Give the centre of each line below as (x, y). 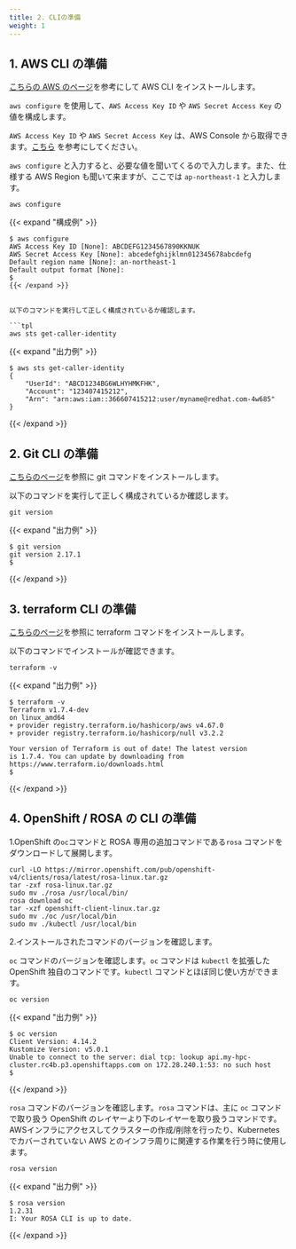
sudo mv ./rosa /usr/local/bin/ (69, 893)
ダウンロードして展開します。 (63, 852)
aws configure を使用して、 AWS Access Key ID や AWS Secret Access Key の (145, 106)
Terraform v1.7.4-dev (49, 710)
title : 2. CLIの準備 (45, 17)
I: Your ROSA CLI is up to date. (71, 1218)
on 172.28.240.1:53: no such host (208, 1065)
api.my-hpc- (229, 1057)
